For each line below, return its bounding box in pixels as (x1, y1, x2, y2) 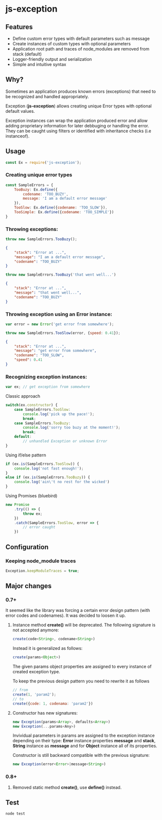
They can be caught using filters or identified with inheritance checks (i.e (5, 128, 151, 134)
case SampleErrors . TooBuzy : (14, 420, 71, 426)
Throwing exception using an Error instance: (5, 311, 113, 317)
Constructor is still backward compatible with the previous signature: (12, 752, 150, 758)
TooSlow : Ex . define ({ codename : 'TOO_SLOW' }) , (14, 205, 108, 210)
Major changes (5, 582, 52, 590)
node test (5, 811, 26, 816)
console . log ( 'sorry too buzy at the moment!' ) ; (23, 425, 120, 430)
